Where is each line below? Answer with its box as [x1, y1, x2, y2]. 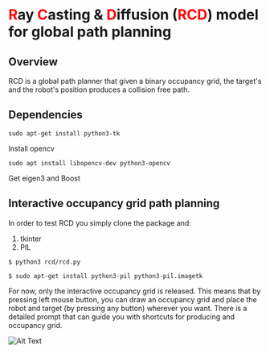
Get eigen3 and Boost [8, 173, 80, 183]
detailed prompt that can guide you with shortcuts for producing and [8, 312, 235, 322]
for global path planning [8, 23, 172, 41]
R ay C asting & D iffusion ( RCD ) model [8, 6, 259, 24]
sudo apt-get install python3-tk [8, 129, 121, 138]
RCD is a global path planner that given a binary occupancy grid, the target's [8, 77, 262, 85]
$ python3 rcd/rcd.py [8, 258, 81, 266]
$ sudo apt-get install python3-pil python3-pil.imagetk [8, 272, 203, 280]
